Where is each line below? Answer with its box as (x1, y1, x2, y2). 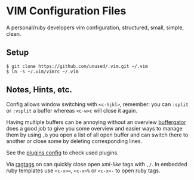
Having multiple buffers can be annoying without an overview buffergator (6, 118, 186, 126)
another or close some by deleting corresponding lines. (6, 137, 143, 144)
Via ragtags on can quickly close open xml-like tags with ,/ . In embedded (6, 160, 187, 167)
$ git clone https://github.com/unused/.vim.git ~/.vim (6, 63, 148, 69)
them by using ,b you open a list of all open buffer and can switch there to (6, 131, 189, 138)
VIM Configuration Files (6, 4, 127, 18)
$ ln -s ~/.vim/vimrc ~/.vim (6, 69, 79, 75)
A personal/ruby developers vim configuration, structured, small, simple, (6, 24, 184, 31)
